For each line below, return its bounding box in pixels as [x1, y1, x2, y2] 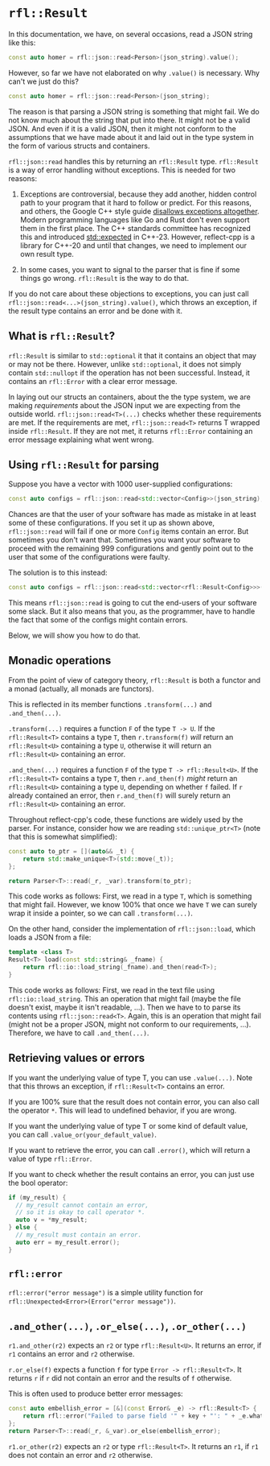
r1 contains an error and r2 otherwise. [8, 1349, 135, 1359]
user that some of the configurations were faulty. [8, 552, 170, 562]
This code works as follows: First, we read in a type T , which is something [8, 891, 252, 901]
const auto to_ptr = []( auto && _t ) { [8, 847, 135, 855]
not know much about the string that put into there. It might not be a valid [8, 115, 251, 125]
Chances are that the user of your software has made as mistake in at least [8, 510, 257, 519]
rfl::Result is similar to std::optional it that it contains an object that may [8, 350, 257, 360]
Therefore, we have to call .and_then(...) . [8, 1028, 149, 1038]
